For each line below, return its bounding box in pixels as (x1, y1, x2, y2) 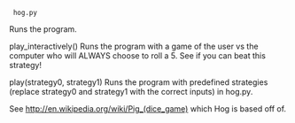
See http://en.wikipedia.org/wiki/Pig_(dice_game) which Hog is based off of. (9, 104, 286, 114)
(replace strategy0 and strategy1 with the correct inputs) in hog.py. (9, 87, 253, 96)
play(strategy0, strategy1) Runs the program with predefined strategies (9, 77, 268, 88)
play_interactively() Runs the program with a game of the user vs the (9, 41, 259, 51)
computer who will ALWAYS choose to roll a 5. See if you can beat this (9, 50, 266, 61)
